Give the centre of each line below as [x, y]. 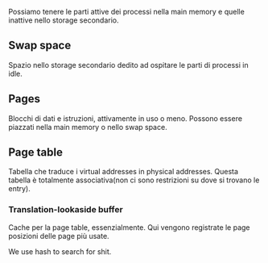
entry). [19, 189]
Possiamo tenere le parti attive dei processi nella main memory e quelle [127, 12]
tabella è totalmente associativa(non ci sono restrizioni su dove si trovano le [134, 180]
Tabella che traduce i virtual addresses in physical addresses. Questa [124, 172]
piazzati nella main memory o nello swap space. [88, 127]
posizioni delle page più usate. [59, 236]
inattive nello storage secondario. [64, 20]
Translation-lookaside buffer [66, 210]
